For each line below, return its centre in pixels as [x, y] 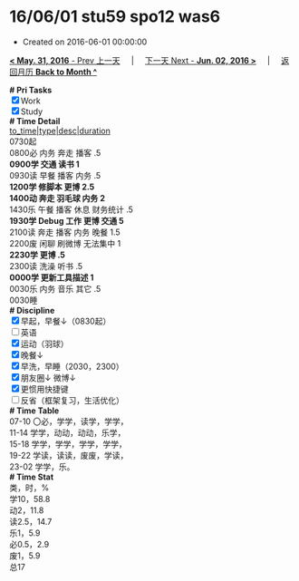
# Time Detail [35, 121]
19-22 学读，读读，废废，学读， [69, 455]
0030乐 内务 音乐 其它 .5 [55, 288]
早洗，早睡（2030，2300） [72, 366]
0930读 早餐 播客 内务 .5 [55, 175]
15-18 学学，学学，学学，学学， [68, 444]
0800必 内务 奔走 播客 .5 [55, 152]
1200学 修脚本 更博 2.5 [52, 187]
